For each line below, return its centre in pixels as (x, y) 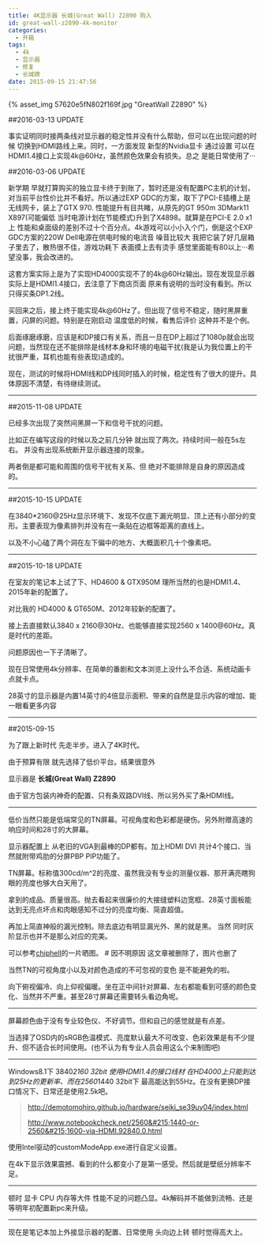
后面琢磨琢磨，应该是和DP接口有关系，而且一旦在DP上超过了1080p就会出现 (131, 337)
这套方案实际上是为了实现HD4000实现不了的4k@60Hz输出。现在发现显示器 (131, 273)
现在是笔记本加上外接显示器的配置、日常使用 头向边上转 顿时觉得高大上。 (127, 1232)
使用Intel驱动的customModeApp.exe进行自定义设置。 (95, 1147)
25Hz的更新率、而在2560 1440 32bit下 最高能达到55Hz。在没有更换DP (129, 1081)
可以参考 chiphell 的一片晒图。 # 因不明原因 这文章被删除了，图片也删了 (123, 952)
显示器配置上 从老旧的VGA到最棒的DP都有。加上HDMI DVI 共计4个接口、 (126, 846)
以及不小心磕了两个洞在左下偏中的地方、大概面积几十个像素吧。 (112, 542)
